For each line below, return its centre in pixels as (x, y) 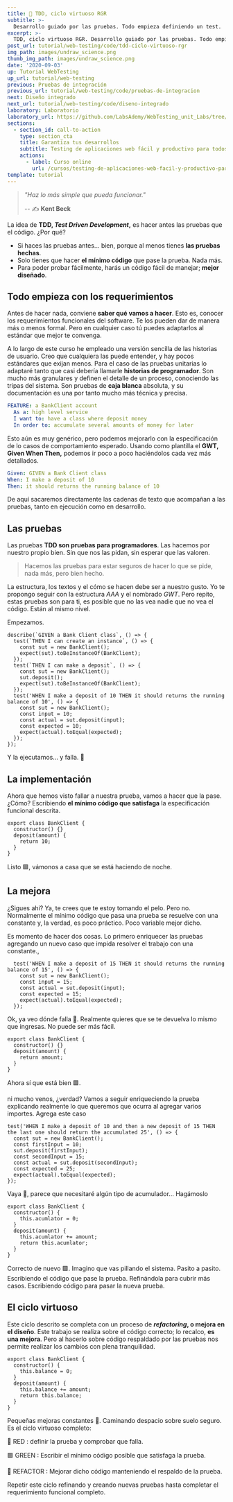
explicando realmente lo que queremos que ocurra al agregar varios (104, 1106)
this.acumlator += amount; (59, 1237)
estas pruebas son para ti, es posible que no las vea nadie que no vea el (110, 601)
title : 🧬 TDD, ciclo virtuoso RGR (57, 14)
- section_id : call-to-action (57, 130)
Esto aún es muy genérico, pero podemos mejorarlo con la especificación (113, 438)
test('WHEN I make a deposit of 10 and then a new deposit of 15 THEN (111, 1126)
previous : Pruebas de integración (57, 85)
